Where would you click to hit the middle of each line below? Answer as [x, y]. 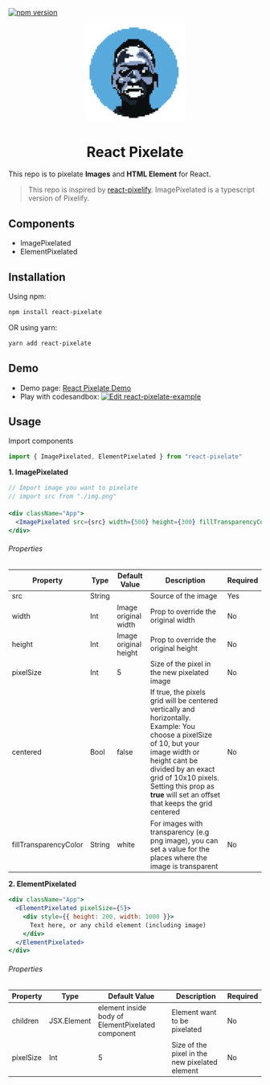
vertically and [172, 710]
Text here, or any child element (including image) [118, 925]
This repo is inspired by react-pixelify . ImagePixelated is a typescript [141, 190]
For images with [176, 823]
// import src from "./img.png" [62, 497]
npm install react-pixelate [55, 312]
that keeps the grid [181, 803]
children [25, 1021]
